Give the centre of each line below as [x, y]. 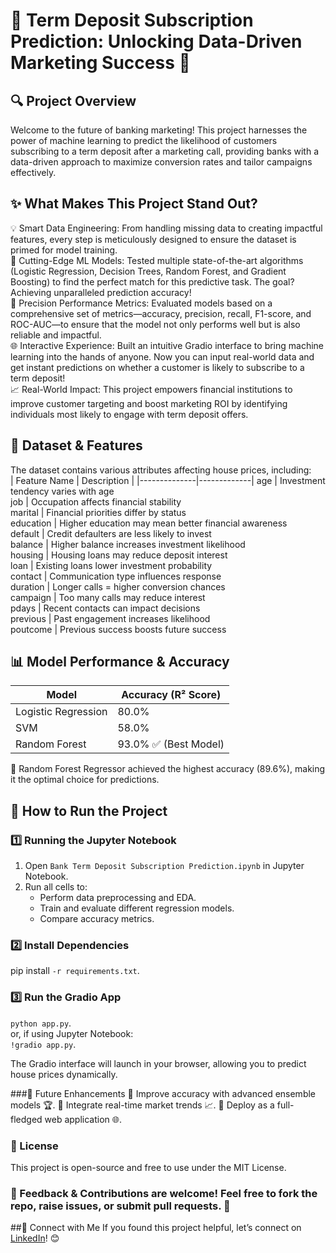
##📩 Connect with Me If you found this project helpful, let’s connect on [156, 1228]
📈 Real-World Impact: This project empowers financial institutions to [151, 389]
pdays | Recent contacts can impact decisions [105, 608]
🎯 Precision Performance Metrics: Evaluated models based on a [141, 303]
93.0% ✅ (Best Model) [171, 744]
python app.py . [41, 1023]
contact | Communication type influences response [116, 576]
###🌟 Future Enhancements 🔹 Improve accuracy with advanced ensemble [163, 1093]
